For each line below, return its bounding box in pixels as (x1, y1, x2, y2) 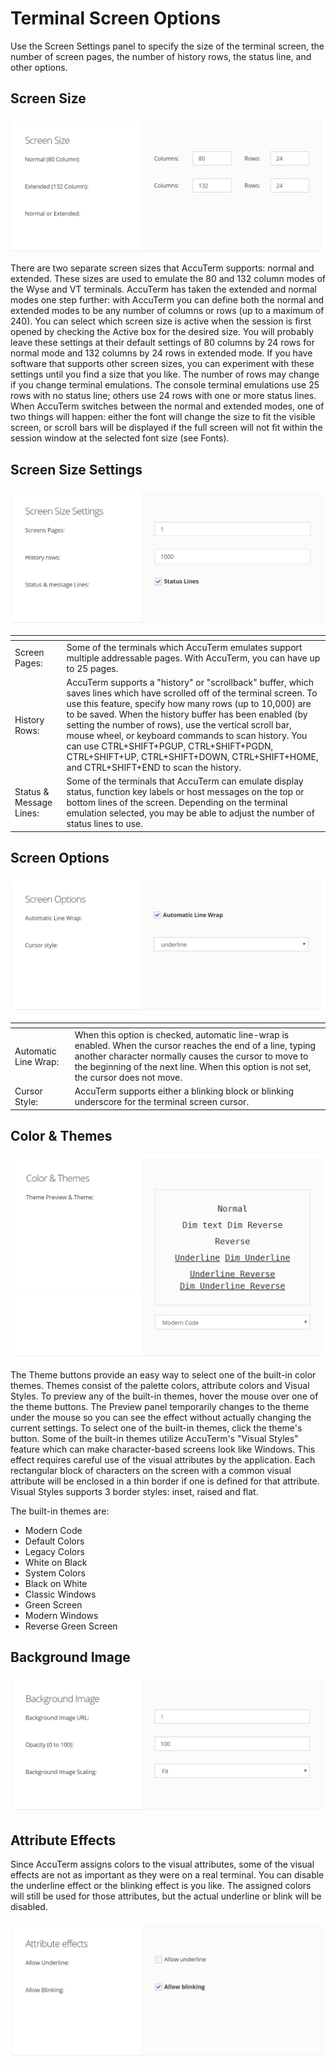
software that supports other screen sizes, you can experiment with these (10, 358, 315, 370)
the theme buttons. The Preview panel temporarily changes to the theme (10, 1400, 310, 1412)
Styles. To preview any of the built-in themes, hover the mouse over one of (10, 1390, 319, 1402)
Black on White (24, 1577, 88, 1589)
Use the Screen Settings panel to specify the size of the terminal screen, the (10, 40, 325, 52)
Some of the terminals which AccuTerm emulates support (66, 641, 303, 653)
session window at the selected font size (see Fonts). (10, 432, 230, 444)
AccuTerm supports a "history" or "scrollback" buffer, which (66, 677, 315, 689)
